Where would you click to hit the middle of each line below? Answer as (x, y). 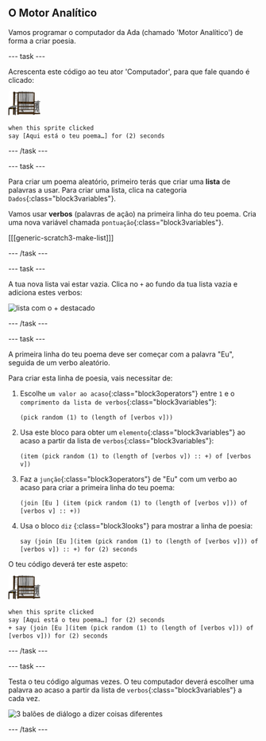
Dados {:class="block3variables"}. (62, 198)
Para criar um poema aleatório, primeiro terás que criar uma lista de (120, 181)
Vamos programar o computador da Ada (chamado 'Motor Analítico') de (126, 32)
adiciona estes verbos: (45, 292)
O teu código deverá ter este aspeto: (68, 564)
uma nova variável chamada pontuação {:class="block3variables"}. (116, 222)
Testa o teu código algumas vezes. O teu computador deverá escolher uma (131, 681)
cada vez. (24, 698)
